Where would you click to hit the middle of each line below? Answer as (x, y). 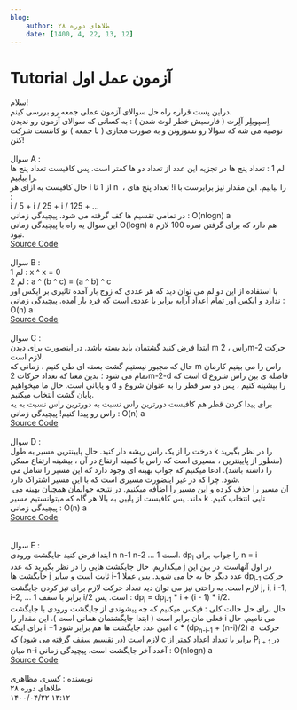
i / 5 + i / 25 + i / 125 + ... (55, 206)
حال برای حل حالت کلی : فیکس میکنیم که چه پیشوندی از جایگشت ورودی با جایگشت (148, 608)
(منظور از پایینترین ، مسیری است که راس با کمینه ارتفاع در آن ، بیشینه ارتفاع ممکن (146, 461)
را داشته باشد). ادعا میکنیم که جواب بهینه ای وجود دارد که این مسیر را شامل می (141, 470)
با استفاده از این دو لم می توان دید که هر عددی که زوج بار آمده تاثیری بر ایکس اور (144, 291)
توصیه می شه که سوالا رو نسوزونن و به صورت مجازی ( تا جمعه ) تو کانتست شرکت (146, 130)
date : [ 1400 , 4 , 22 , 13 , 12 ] (80, 34)
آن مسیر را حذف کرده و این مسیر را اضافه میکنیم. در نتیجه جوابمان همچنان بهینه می (150, 489)
